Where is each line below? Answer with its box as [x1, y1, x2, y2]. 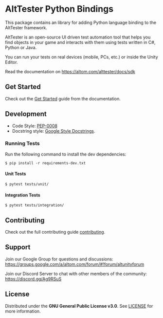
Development [5, 110, 47, 118]
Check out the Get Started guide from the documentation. [5, 96, 121, 101]
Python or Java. [5, 44, 37, 50]
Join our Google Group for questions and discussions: [5, 256, 113, 262]
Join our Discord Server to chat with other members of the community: [5, 271, 147, 277]
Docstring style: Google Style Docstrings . [12, 128, 95, 134]
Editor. [5, 59, 18, 65]
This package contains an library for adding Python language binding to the [5, 20, 157, 25]
